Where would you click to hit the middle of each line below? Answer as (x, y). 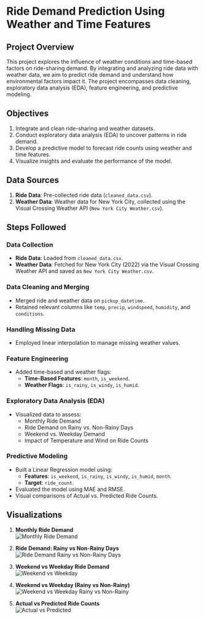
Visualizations (34, 515)
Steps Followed (36, 227)
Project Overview (40, 47)
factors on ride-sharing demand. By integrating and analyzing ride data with (102, 68)
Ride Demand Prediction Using (86, 11)
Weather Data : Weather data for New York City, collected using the (100, 201)
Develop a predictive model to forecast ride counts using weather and (103, 148)
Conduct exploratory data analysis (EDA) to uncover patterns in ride (101, 135)
